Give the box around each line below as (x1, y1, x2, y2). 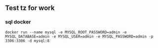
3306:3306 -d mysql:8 (5, 38, 50, 43)
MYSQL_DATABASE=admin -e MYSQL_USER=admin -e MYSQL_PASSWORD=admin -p (5, 34, 154, 39)
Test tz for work (5, 4, 55, 12)
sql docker (5, 19, 31, 25)
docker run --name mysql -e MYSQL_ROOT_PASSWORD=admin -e (5, 29, 127, 35)
